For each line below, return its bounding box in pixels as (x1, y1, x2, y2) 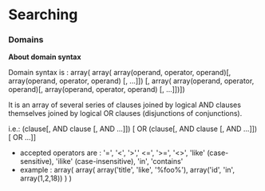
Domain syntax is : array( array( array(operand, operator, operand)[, (8, 68, 231, 78)
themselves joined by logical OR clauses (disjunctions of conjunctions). (8, 109, 243, 118)
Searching (8, 6, 78, 24)
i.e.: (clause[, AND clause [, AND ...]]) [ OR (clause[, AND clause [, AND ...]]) (8, 124, 258, 133)
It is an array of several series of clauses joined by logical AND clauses (8, 100, 242, 109)
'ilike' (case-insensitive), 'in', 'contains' (55, 157, 184, 166)
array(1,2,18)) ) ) (19, 173, 72, 183)
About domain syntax (8, 52, 81, 62)
